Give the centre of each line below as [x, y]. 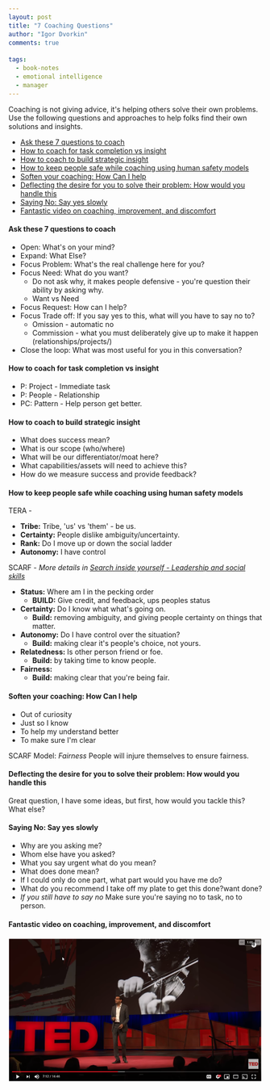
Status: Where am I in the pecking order [87, 592]
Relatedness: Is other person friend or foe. [91, 652]
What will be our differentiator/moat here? [89, 457]
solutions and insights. [46, 126]
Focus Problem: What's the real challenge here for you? [112, 264]
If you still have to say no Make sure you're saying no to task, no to [131, 897]
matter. [44, 627]
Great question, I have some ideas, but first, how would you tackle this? [127, 800]
